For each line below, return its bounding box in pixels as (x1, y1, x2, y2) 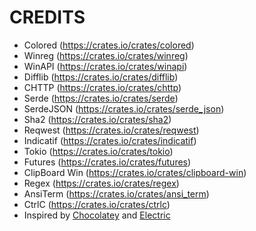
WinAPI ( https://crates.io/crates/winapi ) (23, 60, 188, 72)
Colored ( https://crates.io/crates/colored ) (23, 39, 195, 51)
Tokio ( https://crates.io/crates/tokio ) (23, 145, 174, 157)
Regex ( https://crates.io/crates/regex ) (23, 177, 180, 189)
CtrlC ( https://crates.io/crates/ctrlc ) (23, 198, 171, 210)
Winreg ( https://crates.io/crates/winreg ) (23, 49, 189, 61)
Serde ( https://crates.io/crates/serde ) (23, 92, 179, 104)
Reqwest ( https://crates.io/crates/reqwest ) (23, 124, 200, 136)
